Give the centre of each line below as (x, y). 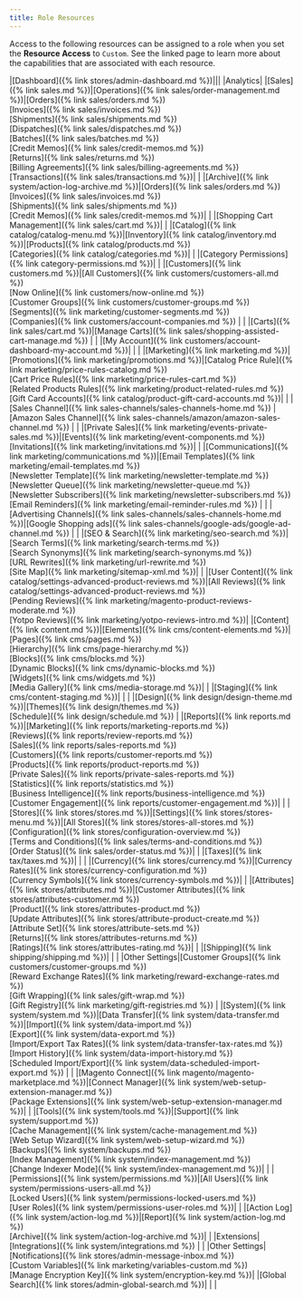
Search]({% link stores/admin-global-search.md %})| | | (113, 1284)
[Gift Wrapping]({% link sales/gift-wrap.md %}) (97, 995)
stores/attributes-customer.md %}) (75, 899)
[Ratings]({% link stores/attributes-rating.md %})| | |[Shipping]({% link (140, 947)
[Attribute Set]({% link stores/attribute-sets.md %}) (105, 928)
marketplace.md (40, 1082)
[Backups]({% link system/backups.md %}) (90, 1149)
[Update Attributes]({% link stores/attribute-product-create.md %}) (135, 918)
